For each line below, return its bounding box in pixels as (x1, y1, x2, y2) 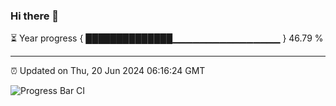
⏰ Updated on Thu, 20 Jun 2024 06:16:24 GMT (10, 65, 206, 77)
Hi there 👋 (10, 9, 60, 23)
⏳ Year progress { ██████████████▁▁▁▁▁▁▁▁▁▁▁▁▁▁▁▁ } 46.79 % (10, 32, 324, 44)
